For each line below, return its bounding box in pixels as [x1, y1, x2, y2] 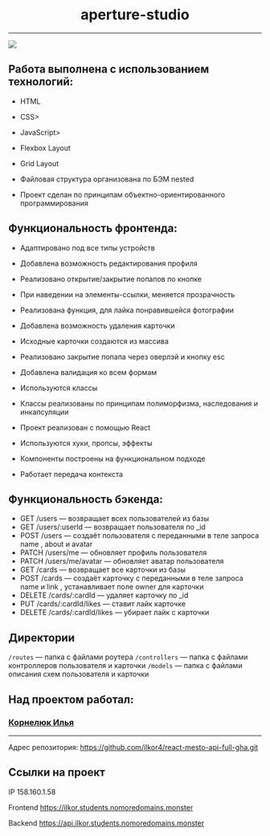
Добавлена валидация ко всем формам [19, 367, 157, 377]
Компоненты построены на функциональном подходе [19, 454, 206, 463]
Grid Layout [19, 158, 59, 168]
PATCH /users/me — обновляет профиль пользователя [19, 548, 207, 557]
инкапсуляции [19, 407, 69, 417]
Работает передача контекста [19, 469, 123, 479]
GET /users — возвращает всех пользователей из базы [19, 514, 210, 524]
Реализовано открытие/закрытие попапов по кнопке [19, 274, 202, 283]
